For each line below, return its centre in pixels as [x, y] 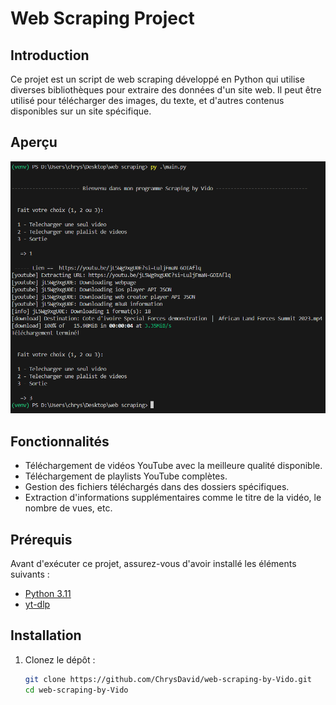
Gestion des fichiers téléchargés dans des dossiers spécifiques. [157, 487]
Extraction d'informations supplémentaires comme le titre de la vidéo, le [173, 498]
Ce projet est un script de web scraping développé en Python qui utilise [157, 79]
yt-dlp [37, 604]
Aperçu [34, 142]
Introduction [50, 55]
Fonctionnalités [60, 441]
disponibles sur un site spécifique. [81, 111]
